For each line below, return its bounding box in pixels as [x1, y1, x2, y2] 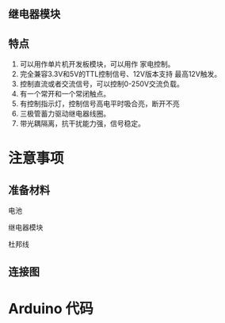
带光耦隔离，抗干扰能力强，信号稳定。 [19, 119, 145, 128]
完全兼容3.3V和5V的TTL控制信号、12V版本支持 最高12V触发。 [19, 70, 222, 79]
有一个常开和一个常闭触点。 [19, 89, 111, 99]
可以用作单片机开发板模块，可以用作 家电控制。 [19, 59, 175, 69]
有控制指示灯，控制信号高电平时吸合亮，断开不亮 [19, 99, 180, 108]
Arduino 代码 [8, 299, 93, 317]
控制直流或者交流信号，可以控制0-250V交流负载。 [19, 79, 184, 89]
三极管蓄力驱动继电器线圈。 [19, 109, 111, 119]
